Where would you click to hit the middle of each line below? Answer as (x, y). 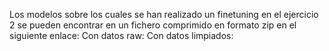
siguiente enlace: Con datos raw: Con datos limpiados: (121, 35)
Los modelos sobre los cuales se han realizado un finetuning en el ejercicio (164, 14)
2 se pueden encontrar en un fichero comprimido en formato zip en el (153, 25)
